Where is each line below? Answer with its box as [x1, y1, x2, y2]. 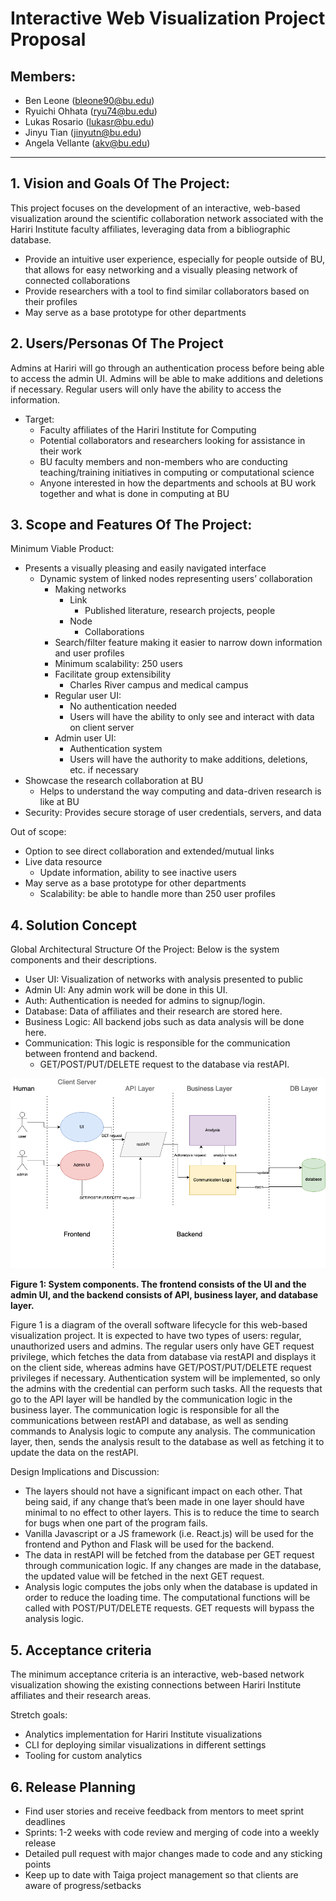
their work [39, 445, 82, 457]
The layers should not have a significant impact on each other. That [24, 1485, 303, 1497]
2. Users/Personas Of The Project [10, 335, 224, 352]
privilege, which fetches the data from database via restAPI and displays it [10, 1351, 317, 1363]
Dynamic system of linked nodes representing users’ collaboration [39, 573, 313, 585]
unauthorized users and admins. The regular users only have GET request [10, 1340, 315, 1352]
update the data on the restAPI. [10, 1447, 139, 1459]
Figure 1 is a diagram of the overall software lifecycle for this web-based [10, 1319, 308, 1331]
